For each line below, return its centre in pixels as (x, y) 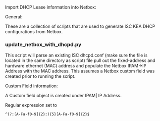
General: (14, 17)
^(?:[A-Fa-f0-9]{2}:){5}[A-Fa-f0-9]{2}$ (48, 114)
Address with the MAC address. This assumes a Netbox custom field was (80, 71)
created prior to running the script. (40, 76)
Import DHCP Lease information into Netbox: (51, 7)
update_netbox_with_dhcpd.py (43, 44)
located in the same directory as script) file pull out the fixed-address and (80, 60)
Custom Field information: (31, 86)
